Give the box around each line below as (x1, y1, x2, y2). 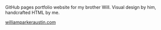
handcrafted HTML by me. (5, 9, 60, 15)
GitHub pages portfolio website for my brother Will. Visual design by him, (5, 4, 156, 10)
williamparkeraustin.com (5, 19, 56, 25)
